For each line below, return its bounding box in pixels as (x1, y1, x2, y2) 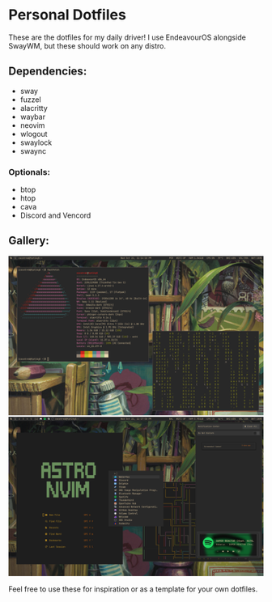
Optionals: (8, 166, 51, 177)
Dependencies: (8, 65, 87, 78)
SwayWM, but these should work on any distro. (8, 40, 166, 50)
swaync (19, 146, 47, 155)
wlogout (19, 129, 48, 138)
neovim (19, 120, 45, 130)
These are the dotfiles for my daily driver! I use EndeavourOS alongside (8, 32, 247, 42)
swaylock (19, 138, 53, 147)
